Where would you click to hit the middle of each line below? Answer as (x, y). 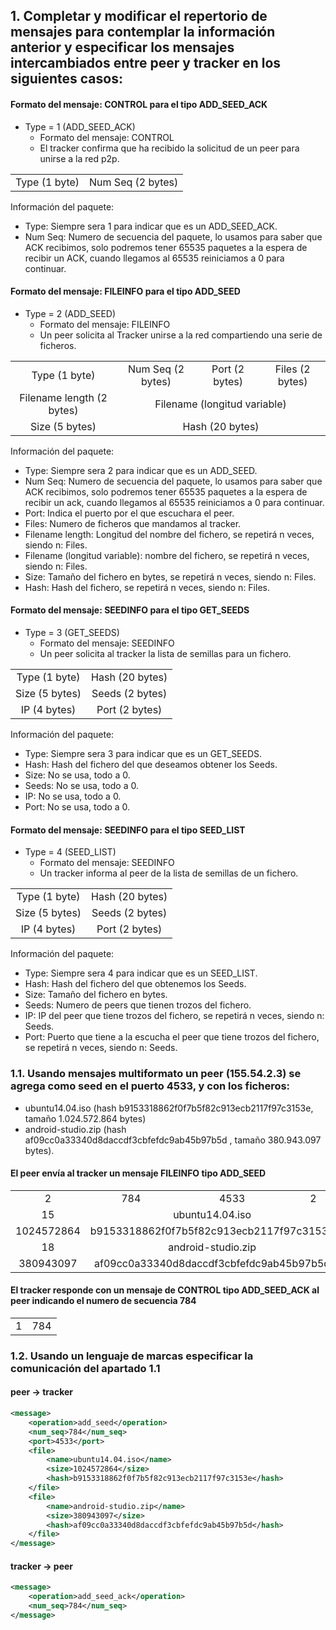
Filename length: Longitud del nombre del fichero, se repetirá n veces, (169, 534)
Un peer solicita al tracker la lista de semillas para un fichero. (165, 653)
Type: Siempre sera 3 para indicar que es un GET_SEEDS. (143, 753)
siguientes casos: (66, 79)
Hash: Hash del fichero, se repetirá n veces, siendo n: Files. (147, 587)
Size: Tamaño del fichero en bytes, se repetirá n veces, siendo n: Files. (170, 576)
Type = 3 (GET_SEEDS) (72, 632)
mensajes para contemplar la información (143, 32)
